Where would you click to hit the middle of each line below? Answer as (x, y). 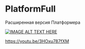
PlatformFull (30, 9)
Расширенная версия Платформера (43, 22)
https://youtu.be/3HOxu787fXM (37, 41)
